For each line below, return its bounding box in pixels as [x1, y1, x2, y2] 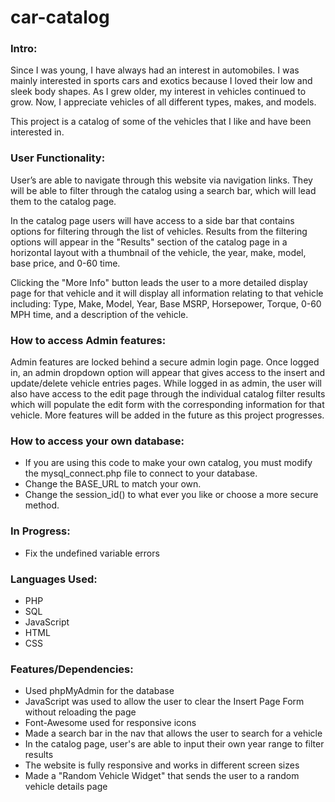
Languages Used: [10, 572, 98, 586]
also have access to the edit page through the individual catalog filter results [10, 388, 326, 400]
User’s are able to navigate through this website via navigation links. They [10, 174, 313, 186]
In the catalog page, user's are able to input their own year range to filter [24, 738, 325, 750]
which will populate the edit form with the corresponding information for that [10, 399, 325, 411]
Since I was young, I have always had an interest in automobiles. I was [10, 64, 300, 76]
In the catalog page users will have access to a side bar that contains [10, 214, 295, 226]
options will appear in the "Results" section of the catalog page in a [10, 236, 288, 248]
